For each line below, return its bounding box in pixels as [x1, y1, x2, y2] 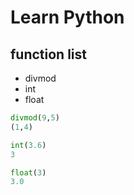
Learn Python [10, 6, 125, 29]
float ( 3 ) [10, 167, 47, 178]
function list [10, 46, 88, 63]
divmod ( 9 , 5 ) [10, 113, 60, 123]
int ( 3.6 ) [10, 140, 47, 150]
